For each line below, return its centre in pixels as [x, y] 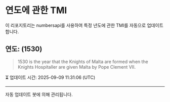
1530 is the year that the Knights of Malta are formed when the [83, 62]
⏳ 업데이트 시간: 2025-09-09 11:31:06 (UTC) [50, 77]
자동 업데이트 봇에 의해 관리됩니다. [39, 94]
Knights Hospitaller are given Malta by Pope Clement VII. [77, 67]
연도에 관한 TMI [36, 10]
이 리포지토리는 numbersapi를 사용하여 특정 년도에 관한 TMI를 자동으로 [76, 25]
